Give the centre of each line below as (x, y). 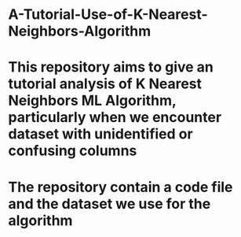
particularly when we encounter (115, 118)
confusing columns (73, 151)
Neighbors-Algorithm (80, 31)
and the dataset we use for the (110, 204)
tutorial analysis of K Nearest (105, 84)
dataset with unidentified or (101, 134)
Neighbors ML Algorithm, (92, 101)
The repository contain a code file (120, 187)
